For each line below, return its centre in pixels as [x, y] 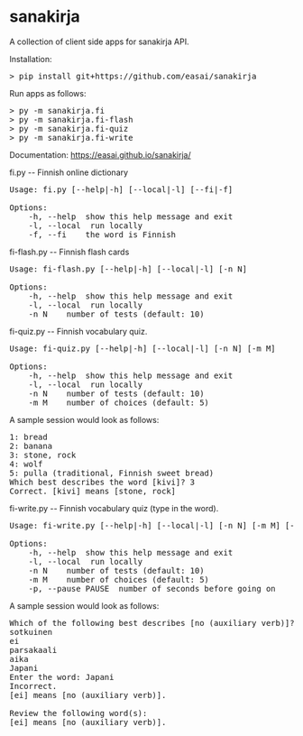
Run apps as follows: [48, 93]
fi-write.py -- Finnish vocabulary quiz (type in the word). [114, 508]
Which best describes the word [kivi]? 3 [102, 482]
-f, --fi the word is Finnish [102, 235]
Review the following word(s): [78, 713]
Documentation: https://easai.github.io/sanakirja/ [100, 154]
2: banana [31, 446]
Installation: [31, 59]
